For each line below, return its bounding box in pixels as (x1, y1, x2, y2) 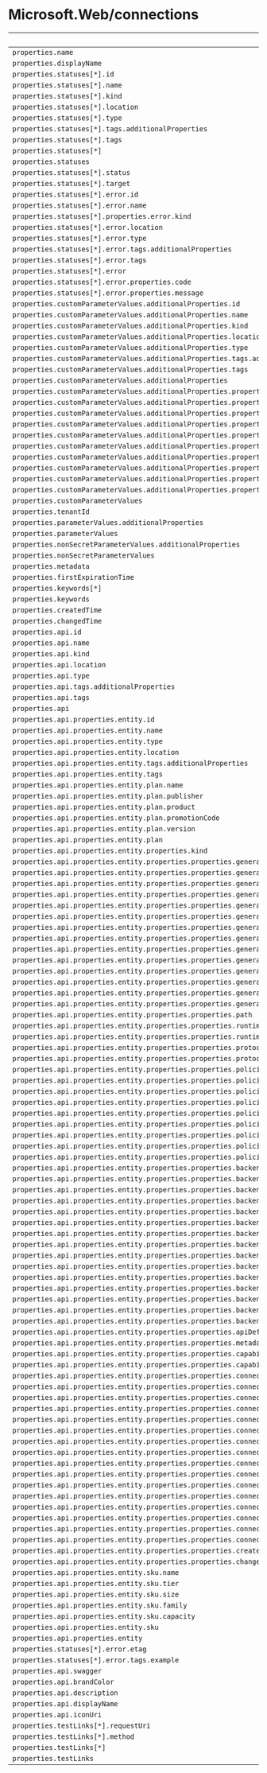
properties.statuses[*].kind (12, 91, 122, 100)
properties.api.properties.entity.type (12, 737, 163, 745)
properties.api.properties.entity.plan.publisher (12, 791, 204, 800)
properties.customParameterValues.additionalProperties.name (12, 310, 249, 319)
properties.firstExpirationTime (12, 573, 135, 581)
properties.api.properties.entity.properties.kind (12, 846, 208, 855)
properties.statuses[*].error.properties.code (12, 277, 192, 286)
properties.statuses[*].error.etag (12, 1644, 147, 1654)
